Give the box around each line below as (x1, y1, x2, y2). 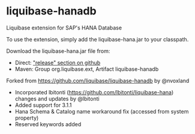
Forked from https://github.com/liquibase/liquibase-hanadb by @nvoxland (6, 77, 190, 84)
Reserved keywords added (14, 120, 82, 127)
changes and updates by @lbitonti (14, 95, 100, 102)
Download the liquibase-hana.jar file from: (6, 47, 110, 55)
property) (14, 114, 39, 121)
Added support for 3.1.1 (14, 101, 72, 109)
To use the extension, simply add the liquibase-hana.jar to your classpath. (6, 35, 189, 43)
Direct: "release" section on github (14, 59, 101, 66)
